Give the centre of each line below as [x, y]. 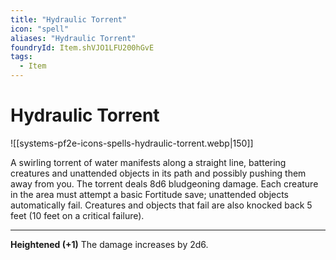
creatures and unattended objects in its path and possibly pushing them [158, 173]
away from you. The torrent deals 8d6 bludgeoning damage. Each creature [164, 183]
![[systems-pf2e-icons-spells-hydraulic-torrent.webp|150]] [132, 143]
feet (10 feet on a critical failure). [77, 215]
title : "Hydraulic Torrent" [69, 19]
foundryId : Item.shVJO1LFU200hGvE [82, 47]
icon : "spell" [40, 29]
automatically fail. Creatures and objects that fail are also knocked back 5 [161, 205]
